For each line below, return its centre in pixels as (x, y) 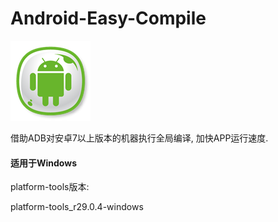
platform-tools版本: (50, 187)
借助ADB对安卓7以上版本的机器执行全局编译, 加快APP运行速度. (139, 138)
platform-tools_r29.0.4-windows (77, 207)
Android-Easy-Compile (108, 18)
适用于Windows (43, 163)
